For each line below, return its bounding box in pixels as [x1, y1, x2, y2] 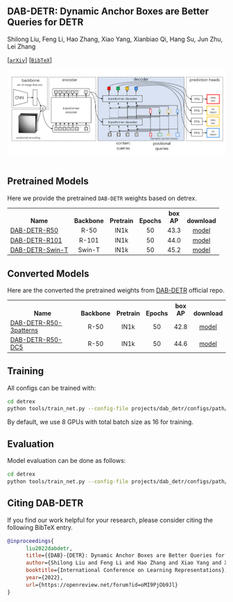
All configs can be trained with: [7, 384, 96, 392]
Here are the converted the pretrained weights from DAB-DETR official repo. [7, 286, 225, 295]
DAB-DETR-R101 [10, 236, 62, 244]
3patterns [10, 326, 38, 334]
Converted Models [7, 268, 89, 279]
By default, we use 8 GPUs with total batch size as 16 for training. [7, 418, 194, 426]
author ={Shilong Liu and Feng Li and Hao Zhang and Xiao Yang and [25, 560, 222, 567]
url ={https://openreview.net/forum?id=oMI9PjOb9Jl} [25, 581, 178, 588]
